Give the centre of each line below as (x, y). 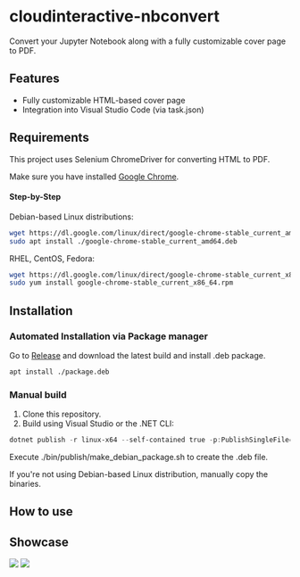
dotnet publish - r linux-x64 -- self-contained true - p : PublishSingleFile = (151, 440)
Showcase (39, 542)
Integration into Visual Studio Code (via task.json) (113, 110)
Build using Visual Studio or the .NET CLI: (98, 424)
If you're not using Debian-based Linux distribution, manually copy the (139, 474)
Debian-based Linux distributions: (71, 217)
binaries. (25, 484)
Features (34, 79)
